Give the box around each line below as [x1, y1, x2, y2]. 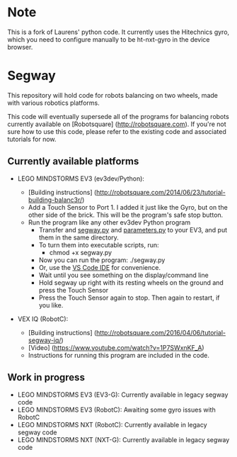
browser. [7, 43, 33, 51]
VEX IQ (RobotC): [17, 315, 69, 323]
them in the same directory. [38, 233, 119, 242]
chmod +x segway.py [49, 248, 112, 256]
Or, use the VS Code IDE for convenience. [38, 263, 161, 271]
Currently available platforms [7, 155, 139, 167]
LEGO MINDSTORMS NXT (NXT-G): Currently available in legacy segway [17, 435, 230, 444]
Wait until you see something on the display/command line [38, 271, 209, 279]
